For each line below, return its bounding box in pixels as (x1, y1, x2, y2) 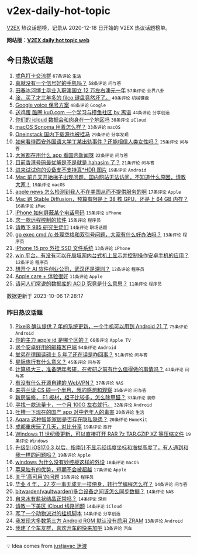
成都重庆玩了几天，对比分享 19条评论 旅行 (15, 423, 112, 430)
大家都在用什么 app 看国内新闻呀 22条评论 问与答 (15, 151, 129, 159)
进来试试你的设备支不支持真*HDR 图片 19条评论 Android (15, 166, 147, 173)
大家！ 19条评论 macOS (15, 180, 65, 188)
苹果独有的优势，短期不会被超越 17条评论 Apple (15, 466, 127, 473)
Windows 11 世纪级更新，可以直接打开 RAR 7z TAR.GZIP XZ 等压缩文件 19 (15, 430, 191, 437)
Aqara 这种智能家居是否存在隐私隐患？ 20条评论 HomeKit (15, 416, 148, 423)
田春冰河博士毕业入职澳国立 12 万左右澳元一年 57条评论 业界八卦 (15, 87, 165, 94)
